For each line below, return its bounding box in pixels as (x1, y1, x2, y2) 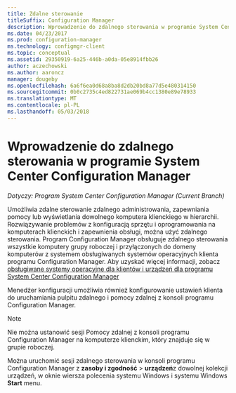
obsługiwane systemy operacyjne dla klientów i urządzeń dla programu (7, 265, 214, 273)
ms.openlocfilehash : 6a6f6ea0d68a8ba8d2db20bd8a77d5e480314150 (7, 82, 197, 89)
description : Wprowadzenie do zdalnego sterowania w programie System (7, 23, 218, 30)
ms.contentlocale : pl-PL (7, 102, 80, 109)
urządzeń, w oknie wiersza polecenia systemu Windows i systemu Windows (7, 371, 228, 380)
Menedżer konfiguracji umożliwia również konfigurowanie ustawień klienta (7, 286, 223, 294)
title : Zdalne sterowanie (7, 10, 83, 18)
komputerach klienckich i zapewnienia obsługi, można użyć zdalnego (7, 227, 208, 236)
